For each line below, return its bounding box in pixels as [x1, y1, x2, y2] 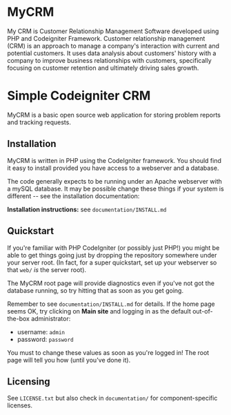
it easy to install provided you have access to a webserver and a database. [7, 164, 219, 172]
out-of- [192, 307, 213, 315]
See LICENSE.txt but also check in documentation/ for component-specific [7, 394, 218, 403]
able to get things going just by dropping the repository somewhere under [7, 251, 217, 259]
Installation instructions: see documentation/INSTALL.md [7, 205, 167, 213]
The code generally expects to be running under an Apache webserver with [7, 177, 222, 185]
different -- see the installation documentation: [7, 191, 140, 200]
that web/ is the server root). [7, 265, 87, 273]
